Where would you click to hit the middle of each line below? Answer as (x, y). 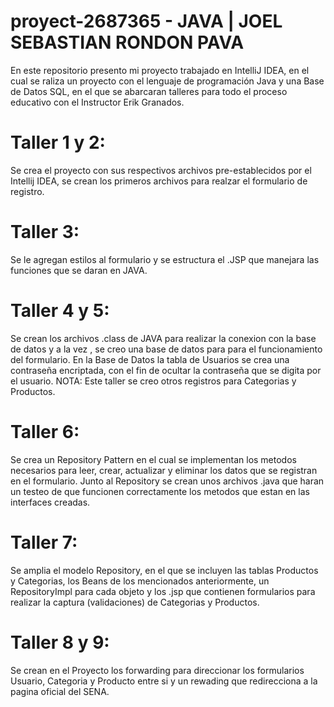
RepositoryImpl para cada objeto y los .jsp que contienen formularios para (163, 591)
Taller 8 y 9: (60, 642)
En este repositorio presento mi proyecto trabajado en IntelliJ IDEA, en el (160, 70)
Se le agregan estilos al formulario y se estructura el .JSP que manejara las (165, 259)
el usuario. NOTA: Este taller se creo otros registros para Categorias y (153, 381)
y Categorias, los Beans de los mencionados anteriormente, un (140, 581)
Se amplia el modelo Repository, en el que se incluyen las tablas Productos (164, 570)
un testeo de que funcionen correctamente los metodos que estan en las (160, 491)
